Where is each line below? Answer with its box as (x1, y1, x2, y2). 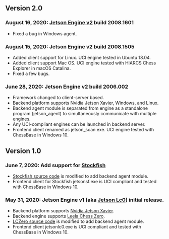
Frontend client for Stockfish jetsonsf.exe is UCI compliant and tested (12, 178, 157, 184)
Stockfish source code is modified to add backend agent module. (12, 173, 149, 179)
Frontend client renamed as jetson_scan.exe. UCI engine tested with (12, 127, 154, 133)
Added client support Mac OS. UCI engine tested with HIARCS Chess (12, 60, 156, 66)
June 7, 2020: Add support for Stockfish (5, 162, 106, 169)
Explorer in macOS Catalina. (12, 65, 71, 71)
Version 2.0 (5, 4, 43, 13)
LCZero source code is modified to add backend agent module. (12, 218, 144, 224)
